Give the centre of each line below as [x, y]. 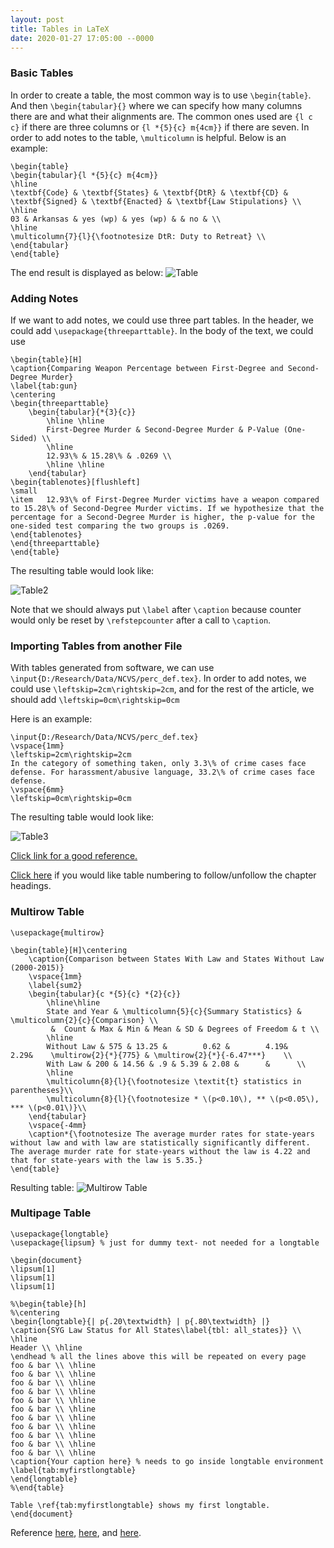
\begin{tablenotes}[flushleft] [75, 482]
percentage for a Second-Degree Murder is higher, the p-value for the [162, 517]
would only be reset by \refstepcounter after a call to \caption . [141, 620]
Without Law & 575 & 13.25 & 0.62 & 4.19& [167, 1046]
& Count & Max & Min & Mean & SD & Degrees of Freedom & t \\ [185, 1029]
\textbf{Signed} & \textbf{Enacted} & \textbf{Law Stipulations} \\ [156, 201]
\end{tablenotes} [46, 534]
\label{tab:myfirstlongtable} [73, 1470]
